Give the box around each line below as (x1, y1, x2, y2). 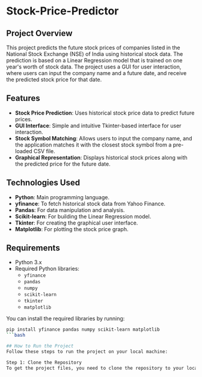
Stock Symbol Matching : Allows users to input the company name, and (14, 134, 192, 142)
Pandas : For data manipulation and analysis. (14, 206, 125, 214)
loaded (14, 147, 32, 154)
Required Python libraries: (14, 265, 80, 273)
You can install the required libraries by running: (6, 315, 125, 322)
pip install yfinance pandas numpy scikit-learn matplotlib (6, 327, 161, 333)
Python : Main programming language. (14, 193, 110, 201)
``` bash (6, 332, 26, 339)
